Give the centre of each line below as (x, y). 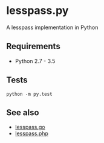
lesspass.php (31, 133)
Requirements (33, 46)
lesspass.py (37, 11)
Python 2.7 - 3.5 (35, 61)
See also (23, 112)
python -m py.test (29, 94)
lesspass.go (30, 127)
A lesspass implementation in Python (52, 27)
